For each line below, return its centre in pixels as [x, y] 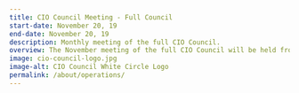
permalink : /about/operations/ [67, 75]
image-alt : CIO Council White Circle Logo [89, 67]
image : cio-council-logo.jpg [63, 58]
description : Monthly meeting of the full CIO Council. [115, 42]
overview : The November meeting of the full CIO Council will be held [143, 50]
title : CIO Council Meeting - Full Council [91, 17]
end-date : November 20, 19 [59, 34]
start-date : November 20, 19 [63, 26]
